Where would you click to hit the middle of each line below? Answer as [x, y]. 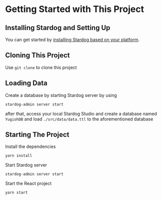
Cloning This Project [37, 55]
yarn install [19, 156]
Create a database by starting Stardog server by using [61, 95]
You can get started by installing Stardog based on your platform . [72, 39]
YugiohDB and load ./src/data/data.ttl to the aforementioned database [79, 119]
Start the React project [28, 183]
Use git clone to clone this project [41, 67]
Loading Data [26, 83]
